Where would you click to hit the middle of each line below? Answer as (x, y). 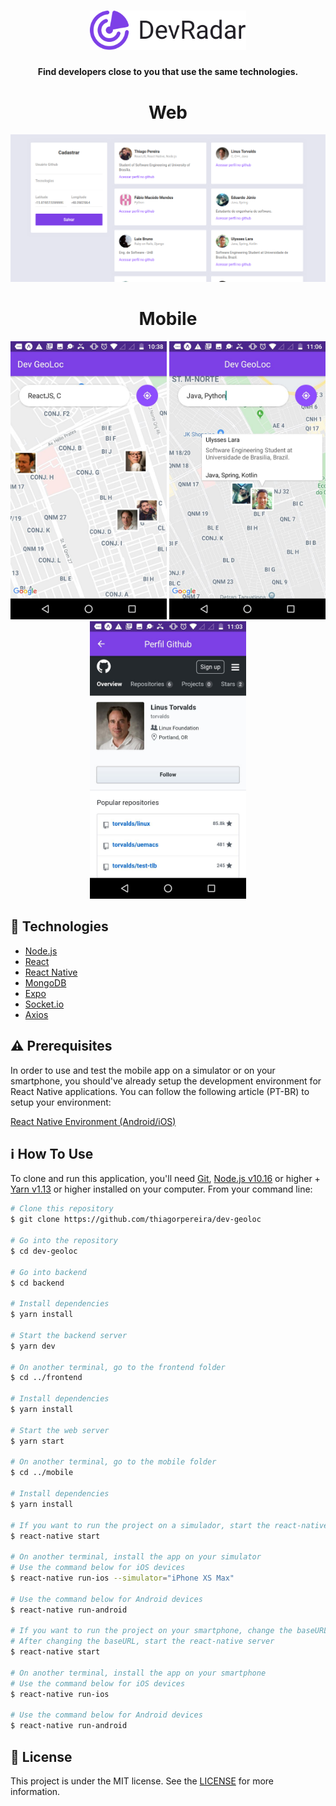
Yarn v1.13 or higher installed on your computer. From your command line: (161, 1189)
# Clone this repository (62, 1209)
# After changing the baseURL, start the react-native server (142, 1641)
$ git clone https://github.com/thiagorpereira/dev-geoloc (136, 1220)
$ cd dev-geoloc (44, 1251)
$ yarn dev (33, 1346)
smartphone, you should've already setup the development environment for (166, 1081)
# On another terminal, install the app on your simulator (136, 1557)
